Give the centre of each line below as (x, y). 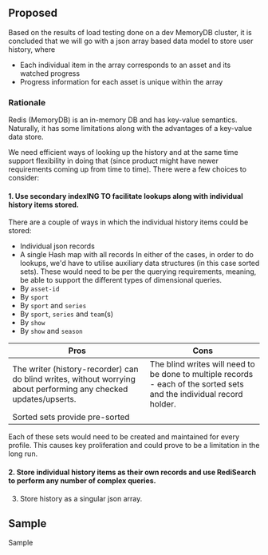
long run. (23, 454)
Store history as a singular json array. (81, 498)
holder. (163, 404)
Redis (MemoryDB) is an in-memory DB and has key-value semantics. (123, 120)
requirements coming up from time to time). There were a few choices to (128, 169)
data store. (26, 137)
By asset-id (39, 289)
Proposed (33, 13)
